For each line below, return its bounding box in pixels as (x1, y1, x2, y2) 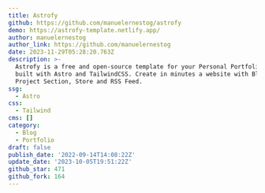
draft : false (8, 143, 51, 151)
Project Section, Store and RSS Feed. (15, 77, 144, 85)
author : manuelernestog (8, 33, 87, 42)
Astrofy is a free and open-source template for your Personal (15, 63, 227, 71)
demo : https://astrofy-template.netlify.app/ (8, 26, 160, 34)
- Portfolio (15, 135, 55, 144)
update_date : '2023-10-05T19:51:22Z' (8, 158, 132, 166)
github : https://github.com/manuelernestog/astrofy (8, 19, 181, 27)
